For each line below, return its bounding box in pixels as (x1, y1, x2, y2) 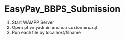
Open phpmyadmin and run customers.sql (11, 24, 97, 30)
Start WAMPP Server (11, 19, 55, 25)
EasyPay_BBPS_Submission (4, 3, 121, 14)
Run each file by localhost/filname (11, 29, 81, 35)
